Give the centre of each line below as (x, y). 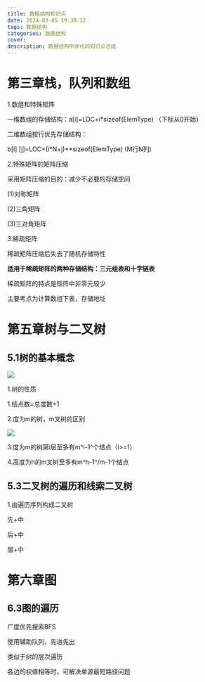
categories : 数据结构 (37, 33)
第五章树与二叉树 (57, 329)
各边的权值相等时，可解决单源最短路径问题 (69, 671)
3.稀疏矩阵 (22, 238)
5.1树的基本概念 (41, 358)
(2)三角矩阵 (24, 209)
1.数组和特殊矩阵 (31, 104)
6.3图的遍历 (33, 609)
